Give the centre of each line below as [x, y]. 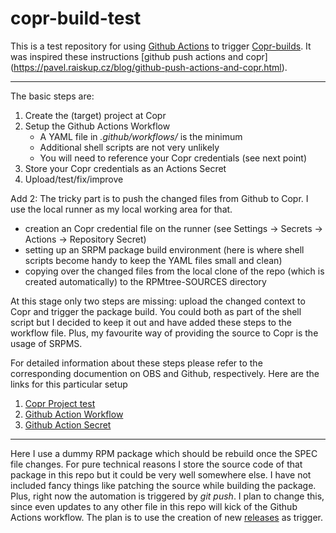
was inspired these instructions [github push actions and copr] [139, 56]
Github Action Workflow [74, 414]
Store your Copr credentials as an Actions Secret [125, 168]
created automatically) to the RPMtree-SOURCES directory [145, 281]
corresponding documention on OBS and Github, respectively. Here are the [165, 373]
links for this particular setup [69, 384]
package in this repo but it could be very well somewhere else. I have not [161, 474]
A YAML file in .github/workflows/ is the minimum [141, 136]
